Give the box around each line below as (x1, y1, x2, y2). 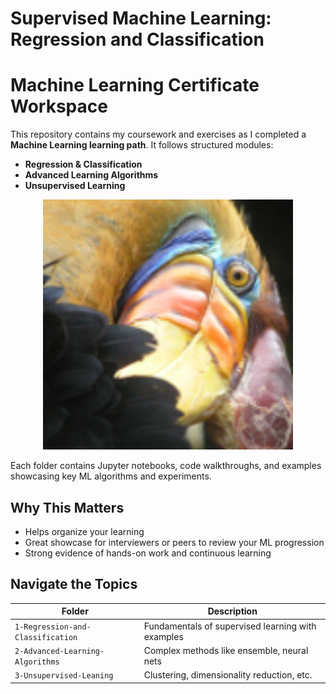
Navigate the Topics (10, 576, 138, 593)
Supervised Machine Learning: (10, 7, 272, 30)
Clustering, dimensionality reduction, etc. (143, 669, 313, 681)
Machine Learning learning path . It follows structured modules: (10, 139, 274, 151)
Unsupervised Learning (24, 180, 126, 192)
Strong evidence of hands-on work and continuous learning (24, 547, 272, 559)
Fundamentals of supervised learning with (143, 620, 317, 632)
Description (207, 605, 258, 617)
